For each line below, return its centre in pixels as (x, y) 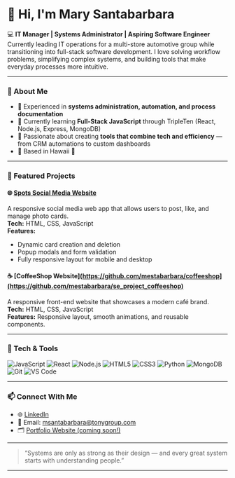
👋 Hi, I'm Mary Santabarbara (91, 14)
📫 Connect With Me (42, 397)
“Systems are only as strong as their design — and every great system (126, 453)
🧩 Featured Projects (41, 176)
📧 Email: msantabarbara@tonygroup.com (77, 423)
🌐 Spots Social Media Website (52, 193)
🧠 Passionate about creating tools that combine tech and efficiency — (120, 137)
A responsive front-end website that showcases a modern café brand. (108, 301)
